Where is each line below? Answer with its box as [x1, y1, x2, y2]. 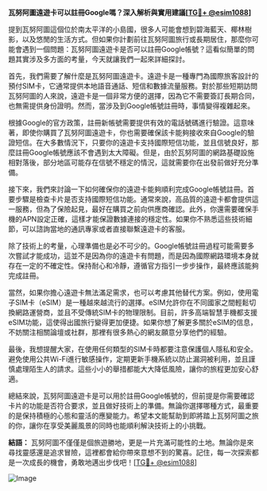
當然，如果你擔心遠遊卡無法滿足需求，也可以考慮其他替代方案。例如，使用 [8, 288, 252, 297]
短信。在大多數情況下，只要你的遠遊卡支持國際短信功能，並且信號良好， [14, 138, 252, 147]
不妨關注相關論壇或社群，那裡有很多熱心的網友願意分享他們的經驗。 [8, 327, 231, 337]
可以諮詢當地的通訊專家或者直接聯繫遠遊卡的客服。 [21, 224, 189, 234]
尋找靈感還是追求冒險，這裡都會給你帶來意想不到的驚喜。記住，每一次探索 [8, 448, 252, 457]
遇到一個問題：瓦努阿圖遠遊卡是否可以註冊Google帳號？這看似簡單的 [21, 44, 248, 54]
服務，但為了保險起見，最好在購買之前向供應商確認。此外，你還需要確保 [14, 204, 252, 214]
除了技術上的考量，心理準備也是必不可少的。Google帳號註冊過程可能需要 [8, 242, 248, 250]
